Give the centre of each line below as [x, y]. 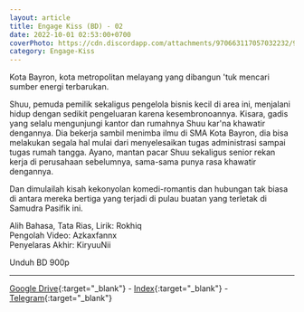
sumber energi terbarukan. [59, 87]
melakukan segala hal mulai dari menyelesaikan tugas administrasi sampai [148, 143]
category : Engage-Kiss [52, 52]
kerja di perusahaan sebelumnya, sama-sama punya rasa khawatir [133, 162]
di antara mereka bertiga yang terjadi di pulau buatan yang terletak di [138, 199]
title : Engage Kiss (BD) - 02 [66, 26]
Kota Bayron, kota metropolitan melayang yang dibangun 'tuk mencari [139, 77]
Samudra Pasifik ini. [46, 208]
